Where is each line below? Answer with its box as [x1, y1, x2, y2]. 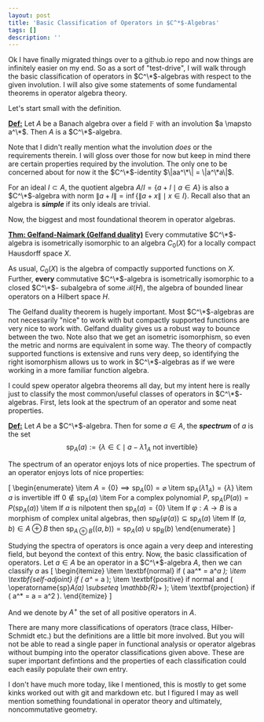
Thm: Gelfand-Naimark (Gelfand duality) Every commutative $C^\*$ [8, 230, 233, 240]
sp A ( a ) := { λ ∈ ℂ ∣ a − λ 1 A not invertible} [65, 442, 199, 453]
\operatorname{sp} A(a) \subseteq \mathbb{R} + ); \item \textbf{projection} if [8, 583, 255, 592]
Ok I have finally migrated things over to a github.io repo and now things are [8, 55, 254, 64]
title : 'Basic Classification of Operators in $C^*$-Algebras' [8, 19, 220, 27]
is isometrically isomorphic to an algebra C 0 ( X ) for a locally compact [34, 238, 256, 250]
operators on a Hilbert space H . [8, 292, 110, 301]
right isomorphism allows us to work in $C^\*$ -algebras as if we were [8, 357, 236, 367]
